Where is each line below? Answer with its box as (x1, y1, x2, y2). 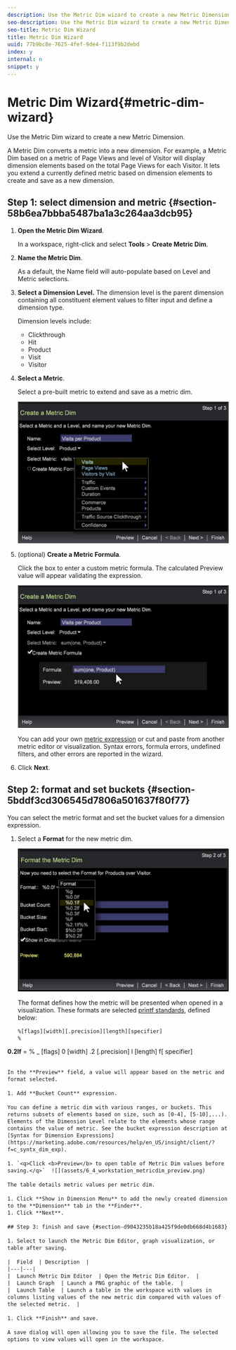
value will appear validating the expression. (17, 572, 143, 580)
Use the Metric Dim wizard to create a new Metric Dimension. (7, 132, 185, 141)
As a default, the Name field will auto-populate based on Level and (17, 267, 211, 276)
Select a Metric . (17, 373, 65, 382)
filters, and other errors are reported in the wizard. (17, 750, 164, 759)
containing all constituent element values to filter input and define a (17, 295, 213, 304)
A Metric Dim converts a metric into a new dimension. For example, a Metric (7, 146, 227, 155)
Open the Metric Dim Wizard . (17, 226, 104, 235)
